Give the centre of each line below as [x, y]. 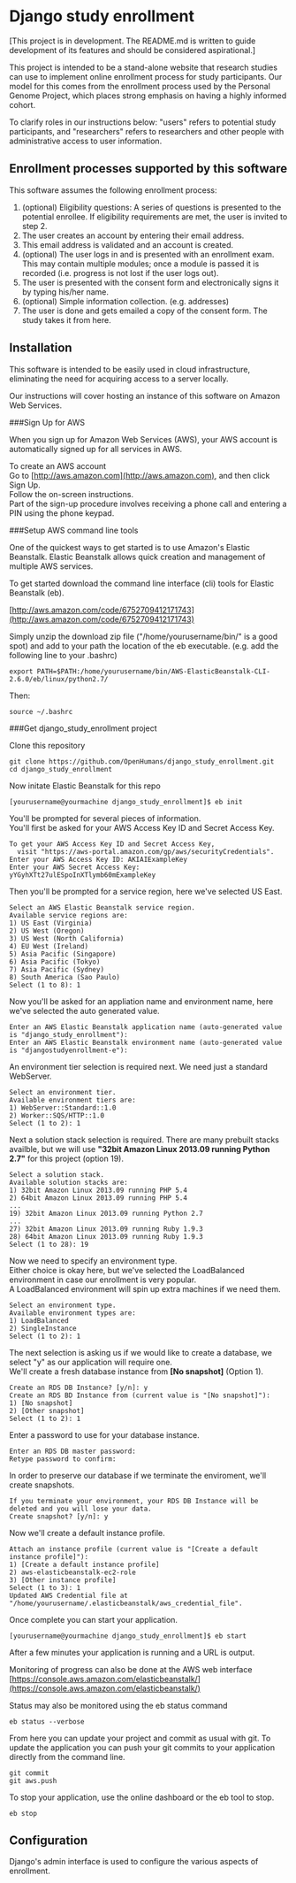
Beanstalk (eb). [37, 592]
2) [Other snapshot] [47, 1410]
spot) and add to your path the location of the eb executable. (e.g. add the [144, 646]
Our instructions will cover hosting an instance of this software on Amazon [145, 396]
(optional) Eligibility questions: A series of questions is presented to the [152, 207]
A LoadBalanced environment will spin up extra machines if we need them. [145, 1288]
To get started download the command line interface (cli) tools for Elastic [142, 583]
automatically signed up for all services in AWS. [96, 449]
